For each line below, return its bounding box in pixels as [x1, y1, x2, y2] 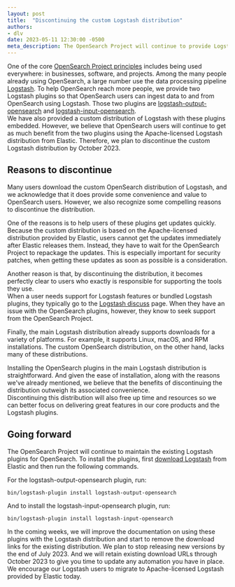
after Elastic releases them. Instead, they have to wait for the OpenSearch [7, 241, 220, 249]
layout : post [7, 10, 45, 18]
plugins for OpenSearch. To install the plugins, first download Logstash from [7, 455, 227, 463]
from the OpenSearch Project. [7, 314, 94, 322]
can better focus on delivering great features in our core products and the [7, 401, 220, 409]
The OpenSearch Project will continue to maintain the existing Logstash [7, 447, 213, 455]
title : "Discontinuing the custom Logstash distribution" [7, 17, 183, 24]
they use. [7, 284, 34, 293]
